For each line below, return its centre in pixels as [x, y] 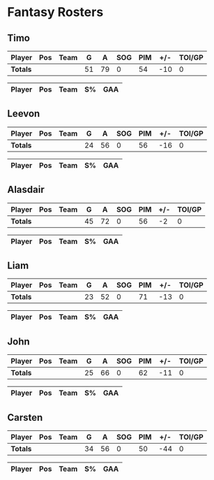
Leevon [24, 114]
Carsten [25, 417]
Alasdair [26, 190]
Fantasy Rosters [55, 12]
